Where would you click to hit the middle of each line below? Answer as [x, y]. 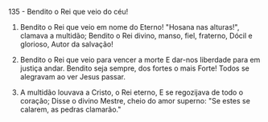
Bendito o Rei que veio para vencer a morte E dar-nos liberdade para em [140, 60]
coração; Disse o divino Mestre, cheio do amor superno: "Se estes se [135, 101]
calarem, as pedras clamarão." [70, 109]
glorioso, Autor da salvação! [67, 44]
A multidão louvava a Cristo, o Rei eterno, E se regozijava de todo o [132, 92]
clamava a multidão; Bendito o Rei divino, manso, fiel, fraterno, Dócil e [136, 36]
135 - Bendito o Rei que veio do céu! [68, 12]
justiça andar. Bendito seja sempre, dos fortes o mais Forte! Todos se [134, 68]
